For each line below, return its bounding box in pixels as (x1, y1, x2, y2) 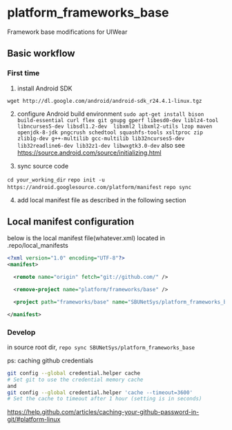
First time (7, 68, 40, 78)
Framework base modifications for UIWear (7, 28, 128, 36)
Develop (7, 327, 36, 337)
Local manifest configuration (7, 216, 135, 228)
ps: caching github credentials (7, 356, 93, 364)
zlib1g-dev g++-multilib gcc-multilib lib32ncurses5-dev (17, 135, 185, 142)
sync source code (17, 162, 69, 170)
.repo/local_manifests (7, 242, 69, 250)
